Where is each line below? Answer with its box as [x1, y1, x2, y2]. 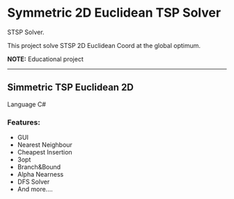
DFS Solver [17, 177, 50, 186]
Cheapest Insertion [17, 148, 72, 157]
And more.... [17, 185, 54, 193]
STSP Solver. [7, 28, 45, 36]
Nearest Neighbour [17, 141, 73, 149]
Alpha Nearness [17, 170, 64, 179]
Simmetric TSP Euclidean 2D [7, 81, 134, 93]
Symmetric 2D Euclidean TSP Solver [7, 5, 221, 21]
